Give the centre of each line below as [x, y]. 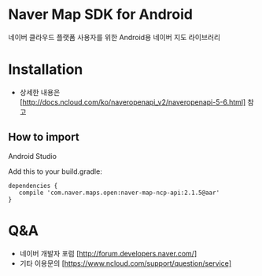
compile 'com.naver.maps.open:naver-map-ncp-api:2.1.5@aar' [119, 193]
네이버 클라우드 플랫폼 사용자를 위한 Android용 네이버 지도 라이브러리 [114, 37]
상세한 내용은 [40, 92]
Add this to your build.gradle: [55, 171]
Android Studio [33, 156]
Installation [46, 70]
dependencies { [33, 186]
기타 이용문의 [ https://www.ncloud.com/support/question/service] [125, 263]
